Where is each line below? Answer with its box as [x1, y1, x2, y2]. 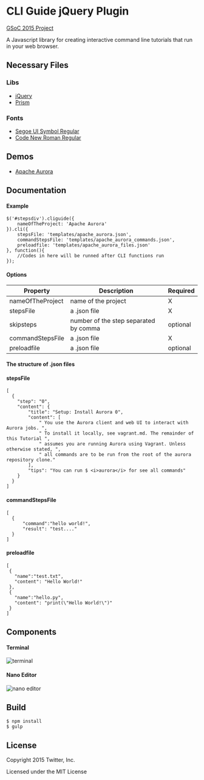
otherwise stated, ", [6, 446, 61, 453]
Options [6, 271, 27, 278]
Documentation [6, 185, 67, 195]
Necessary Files [6, 60, 69, 70]
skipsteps [9, 320, 37, 328]
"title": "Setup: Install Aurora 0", [28, 409, 123, 415]
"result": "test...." [22, 526, 78, 532]
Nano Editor [6, 671, 37, 678]
